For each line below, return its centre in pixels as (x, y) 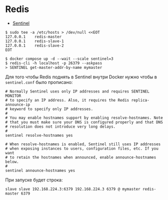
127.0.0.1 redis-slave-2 (35, 45)
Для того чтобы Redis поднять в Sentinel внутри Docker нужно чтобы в (81, 77)
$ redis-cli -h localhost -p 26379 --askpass (54, 63)
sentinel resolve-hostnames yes (39, 135)
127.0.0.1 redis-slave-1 (35, 41)
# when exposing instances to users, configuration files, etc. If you (82, 148)
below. (12, 162)
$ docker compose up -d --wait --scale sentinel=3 (59, 59)
